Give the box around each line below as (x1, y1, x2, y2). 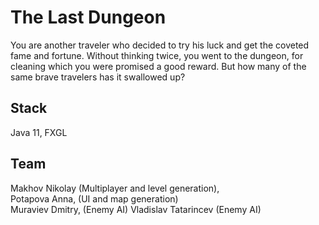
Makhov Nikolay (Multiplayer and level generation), (10, 182, 220, 194)
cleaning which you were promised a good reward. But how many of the (10, 60, 307, 72)
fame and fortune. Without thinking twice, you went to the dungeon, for (10, 49, 304, 61)
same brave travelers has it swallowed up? (10, 71, 186, 83)
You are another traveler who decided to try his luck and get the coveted (10, 39, 310, 51)
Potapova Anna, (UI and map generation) (10, 192, 179, 205)
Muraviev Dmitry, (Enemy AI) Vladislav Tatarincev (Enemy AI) (10, 203, 262, 215)
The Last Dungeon (10, 6, 167, 29)
